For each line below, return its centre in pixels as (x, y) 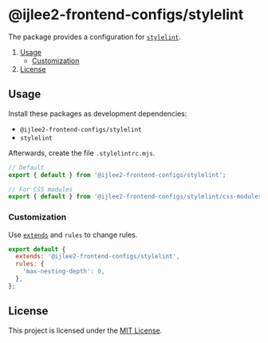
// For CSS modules (41, 189)
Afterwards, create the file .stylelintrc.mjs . (82, 152)
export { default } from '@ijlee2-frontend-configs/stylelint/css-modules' (137, 197)
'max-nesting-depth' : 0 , (64, 272)
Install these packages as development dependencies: (98, 113)
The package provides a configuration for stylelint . (95, 37)
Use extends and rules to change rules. (73, 235)
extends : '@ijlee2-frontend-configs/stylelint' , (98, 257)
